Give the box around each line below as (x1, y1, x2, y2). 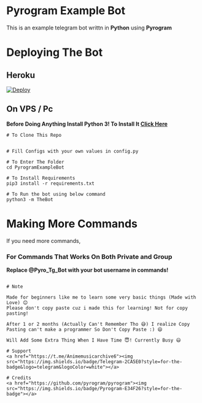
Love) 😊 (6, 299, 28, 305)
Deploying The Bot (6, 45, 103, 59)
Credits (12, 375, 32, 381)
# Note (6, 283, 23, 290)
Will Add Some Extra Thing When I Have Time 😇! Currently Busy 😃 (6, 337, 181, 344)
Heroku (6, 70, 36, 80)
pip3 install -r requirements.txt (6, 180, 95, 186)
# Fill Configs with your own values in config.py (6, 148, 139, 154)
